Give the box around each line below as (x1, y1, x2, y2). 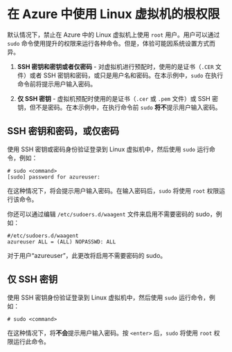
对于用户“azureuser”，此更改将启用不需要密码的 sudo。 (7, 251, 167, 259)
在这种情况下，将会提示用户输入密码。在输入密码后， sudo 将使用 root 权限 (7, 186, 220, 194)
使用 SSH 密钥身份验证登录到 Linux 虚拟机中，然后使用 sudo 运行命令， (7, 293, 210, 302)
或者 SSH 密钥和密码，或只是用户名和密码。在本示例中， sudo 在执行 (29, 71, 224, 80)
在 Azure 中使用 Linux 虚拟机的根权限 (7, 6, 220, 22)
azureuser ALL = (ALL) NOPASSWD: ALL (7, 238, 116, 246)
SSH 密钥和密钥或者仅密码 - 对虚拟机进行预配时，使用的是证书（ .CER (17, 62, 214, 71)
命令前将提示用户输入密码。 (17, 80, 97, 88)
